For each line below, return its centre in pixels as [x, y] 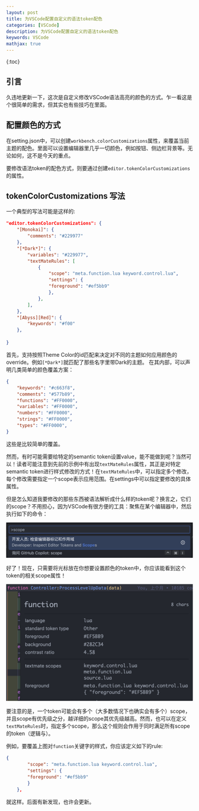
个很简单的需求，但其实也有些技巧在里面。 [58, 105]
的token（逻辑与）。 [30, 734]
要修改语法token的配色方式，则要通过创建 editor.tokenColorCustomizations [98, 168]
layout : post [22, 12]
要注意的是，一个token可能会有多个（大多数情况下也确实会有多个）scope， [98, 711]
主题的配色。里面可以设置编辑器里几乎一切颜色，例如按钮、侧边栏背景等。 [97, 148]
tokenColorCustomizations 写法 [66, 196]
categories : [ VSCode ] [33, 25]
